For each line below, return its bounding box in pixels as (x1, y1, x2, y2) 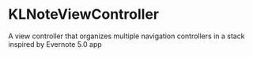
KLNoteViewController (8, 5, 160, 23)
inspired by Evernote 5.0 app (8, 39, 103, 48)
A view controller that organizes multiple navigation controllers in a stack (8, 31, 245, 41)
